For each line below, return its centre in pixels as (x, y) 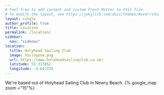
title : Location (21, 28)
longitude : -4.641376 (31, 69)
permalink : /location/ (28, 32)
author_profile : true (27, 23)
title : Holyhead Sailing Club (40, 50)
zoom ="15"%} (20, 88)
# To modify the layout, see (35, 14)
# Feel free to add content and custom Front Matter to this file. (75, 10)
